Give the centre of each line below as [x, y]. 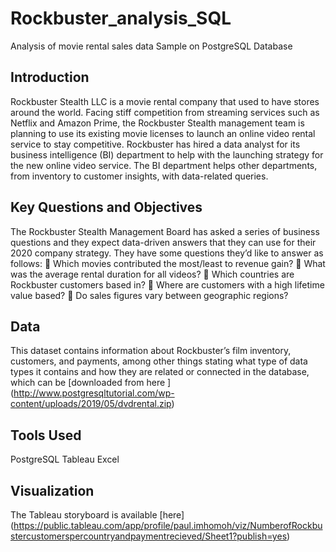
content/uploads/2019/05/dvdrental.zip [91, 404]
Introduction [50, 77]
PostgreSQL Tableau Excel [65, 459]
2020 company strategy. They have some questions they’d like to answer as [167, 253]
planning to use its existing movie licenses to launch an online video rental [163, 133]
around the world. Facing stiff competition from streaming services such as [165, 112]
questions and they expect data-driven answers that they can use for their [163, 242]
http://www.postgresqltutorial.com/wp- [94, 393]
